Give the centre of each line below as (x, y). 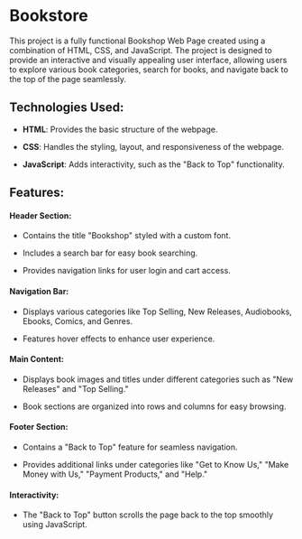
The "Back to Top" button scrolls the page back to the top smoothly (147, 515)
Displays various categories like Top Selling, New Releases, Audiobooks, (157, 311)
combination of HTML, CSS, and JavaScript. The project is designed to (141, 50)
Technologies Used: (67, 108)
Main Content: (37, 359)
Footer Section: (39, 427)
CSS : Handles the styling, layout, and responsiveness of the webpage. (153, 146)
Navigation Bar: (39, 291)
